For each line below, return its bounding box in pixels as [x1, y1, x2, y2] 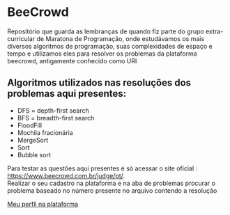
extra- [205, 27, 224, 35]
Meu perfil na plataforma [7, 200, 79, 208]
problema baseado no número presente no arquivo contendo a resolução [7, 186, 217, 195]
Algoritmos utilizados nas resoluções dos [7, 77, 192, 89]
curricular [7, 34, 36, 42]
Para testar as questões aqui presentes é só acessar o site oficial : [7, 164, 197, 173]
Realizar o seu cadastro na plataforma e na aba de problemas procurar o [7, 179, 216, 187]
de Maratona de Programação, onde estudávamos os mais [36, 34, 205, 42]
